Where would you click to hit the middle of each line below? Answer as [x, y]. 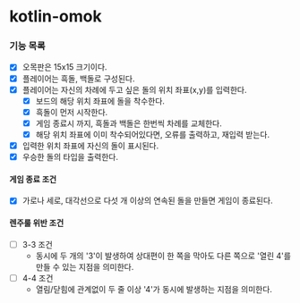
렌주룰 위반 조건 [37, 223]
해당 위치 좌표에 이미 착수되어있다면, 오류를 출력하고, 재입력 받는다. [153, 134]
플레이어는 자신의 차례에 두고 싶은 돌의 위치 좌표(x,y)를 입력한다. [134, 89]
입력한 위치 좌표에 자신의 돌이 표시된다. [90, 146]
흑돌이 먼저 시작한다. [72, 112]
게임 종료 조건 [33, 179]
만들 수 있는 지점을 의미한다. [85, 266]
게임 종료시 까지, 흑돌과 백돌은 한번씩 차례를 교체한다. [129, 123]
